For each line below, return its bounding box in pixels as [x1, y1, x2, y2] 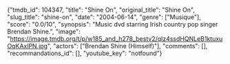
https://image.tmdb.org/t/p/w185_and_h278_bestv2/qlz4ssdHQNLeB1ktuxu [10, 35, 223, 43]
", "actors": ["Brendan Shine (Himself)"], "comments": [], [47, 42, 208, 50]
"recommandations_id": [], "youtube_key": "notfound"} [7, 49, 163, 57]
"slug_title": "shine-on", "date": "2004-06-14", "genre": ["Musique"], [7, 13, 201, 21]
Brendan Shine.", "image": [7, 27, 81, 35]
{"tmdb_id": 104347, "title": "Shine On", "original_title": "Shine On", [7, 6, 195, 14]
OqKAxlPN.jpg [7, 42, 48, 50]
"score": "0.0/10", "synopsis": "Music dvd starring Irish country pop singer [7, 20, 218, 28]
